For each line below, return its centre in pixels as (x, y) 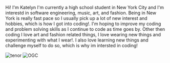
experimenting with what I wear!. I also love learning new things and (77, 40)
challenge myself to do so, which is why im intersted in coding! (72, 45)
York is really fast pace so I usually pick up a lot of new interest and (76, 18)
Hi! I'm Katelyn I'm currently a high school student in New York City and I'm (84, 7)
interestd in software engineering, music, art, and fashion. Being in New (81, 13)
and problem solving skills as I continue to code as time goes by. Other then (85, 29)
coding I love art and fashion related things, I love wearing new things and (83, 35)
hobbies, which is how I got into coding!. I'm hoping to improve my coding (83, 24)
